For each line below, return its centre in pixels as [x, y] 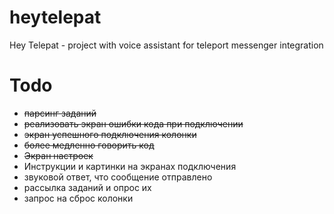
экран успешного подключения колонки [110, 134]
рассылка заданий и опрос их [87, 187]
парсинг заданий [60, 113]
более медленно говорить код [89, 145]
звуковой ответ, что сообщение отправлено [118, 177]
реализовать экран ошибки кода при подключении [133, 123]
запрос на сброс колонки [78, 198]
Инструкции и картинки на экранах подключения [130, 166]
